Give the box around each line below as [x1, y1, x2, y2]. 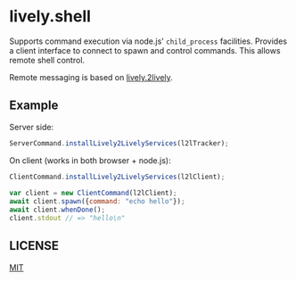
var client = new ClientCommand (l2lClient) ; [9, 189, 177, 198]
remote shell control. [9, 54, 86, 65]
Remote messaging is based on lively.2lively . [9, 71, 174, 82]
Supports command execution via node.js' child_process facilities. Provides [9, 36, 288, 46]
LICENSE [9, 238, 60, 253]
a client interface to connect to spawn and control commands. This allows [9, 45, 281, 55]
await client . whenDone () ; [9, 205, 105, 215]
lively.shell [9, 6, 92, 27]
